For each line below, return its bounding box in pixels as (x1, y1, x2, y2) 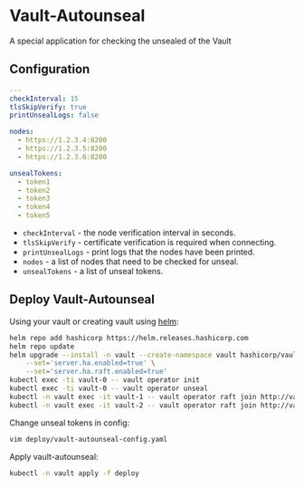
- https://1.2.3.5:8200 (17, 144, 107, 153)
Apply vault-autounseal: (9, 451, 99, 462)
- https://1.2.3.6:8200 (17, 152, 107, 161)
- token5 (17, 211, 51, 220)
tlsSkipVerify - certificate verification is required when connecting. (22, 237, 277, 247)
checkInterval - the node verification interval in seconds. (22, 227, 236, 238)
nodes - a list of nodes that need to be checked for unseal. (22, 256, 239, 267)
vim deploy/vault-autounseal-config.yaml (9, 434, 168, 444)
